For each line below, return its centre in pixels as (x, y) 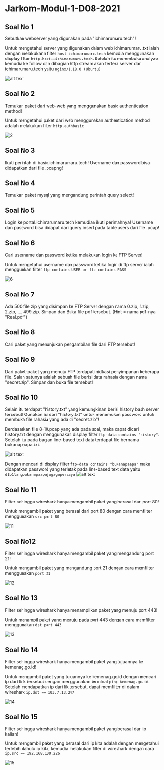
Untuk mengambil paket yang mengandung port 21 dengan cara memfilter (80, 568)
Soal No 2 (20, 94)
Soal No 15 (21, 717)
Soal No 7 (20, 295)
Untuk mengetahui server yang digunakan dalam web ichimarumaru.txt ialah (82, 48)
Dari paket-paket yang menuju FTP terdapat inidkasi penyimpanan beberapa (82, 371)
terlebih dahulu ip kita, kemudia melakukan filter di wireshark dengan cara (80, 749)
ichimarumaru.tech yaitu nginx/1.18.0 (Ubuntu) (53, 69)
